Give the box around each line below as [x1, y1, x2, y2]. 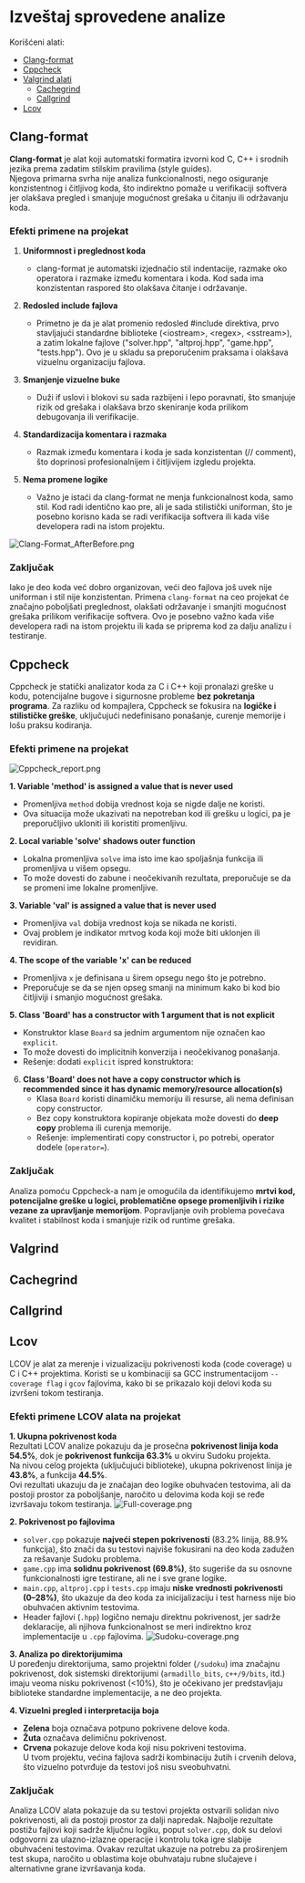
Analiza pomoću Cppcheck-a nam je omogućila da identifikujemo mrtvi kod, [9, 1185, 296, 1196]
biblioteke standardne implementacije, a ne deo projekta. [9, 1688, 223, 1699]
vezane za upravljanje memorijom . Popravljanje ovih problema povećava [9, 1204, 285, 1215]
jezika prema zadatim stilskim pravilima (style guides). [9, 162, 212, 174]
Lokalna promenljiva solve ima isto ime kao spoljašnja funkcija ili [22, 853, 264, 864]
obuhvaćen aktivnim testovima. [22, 1602, 140, 1613]
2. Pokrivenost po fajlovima [9, 1516, 116, 1527]
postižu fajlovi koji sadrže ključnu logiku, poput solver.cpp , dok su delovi [9, 1825, 282, 1836]
